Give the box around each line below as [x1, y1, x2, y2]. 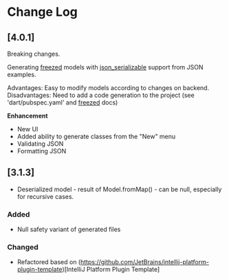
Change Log [7, 4, 78, 20]
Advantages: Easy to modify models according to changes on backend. [7, 84, 210, 91]
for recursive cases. [17, 192, 74, 200]
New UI [17, 125, 39, 133]
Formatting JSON [17, 147, 67, 155]
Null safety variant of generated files [17, 225, 121, 234]
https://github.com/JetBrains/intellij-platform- [80, 258, 210, 266]
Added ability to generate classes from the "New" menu [17, 132, 176, 140]
